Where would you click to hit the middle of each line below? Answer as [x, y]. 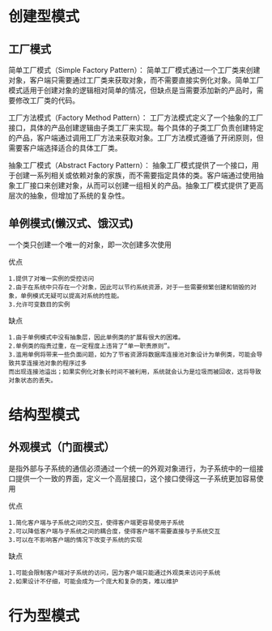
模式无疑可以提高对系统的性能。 [77, 296]
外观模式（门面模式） [62, 448]
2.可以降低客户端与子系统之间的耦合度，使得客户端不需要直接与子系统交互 [115, 531]
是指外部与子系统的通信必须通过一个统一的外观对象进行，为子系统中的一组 [132, 468]
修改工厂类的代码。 [47, 100]
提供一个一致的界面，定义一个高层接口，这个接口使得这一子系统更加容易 [136, 478]
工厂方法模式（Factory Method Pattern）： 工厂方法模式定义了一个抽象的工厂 [136, 117]
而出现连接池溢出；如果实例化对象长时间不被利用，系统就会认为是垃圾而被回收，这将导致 [135, 372]
